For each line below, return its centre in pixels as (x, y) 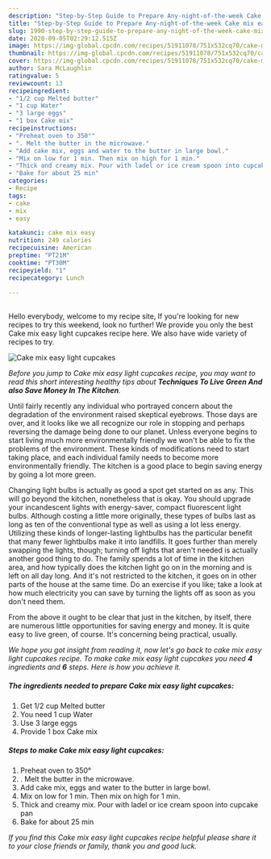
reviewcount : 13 (35, 83)
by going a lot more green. (52, 475)
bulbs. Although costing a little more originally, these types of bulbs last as (132, 516)
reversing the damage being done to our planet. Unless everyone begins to (133, 432)
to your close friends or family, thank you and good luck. (103, 846)
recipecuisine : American (50, 248)
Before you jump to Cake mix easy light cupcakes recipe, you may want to (132, 373)
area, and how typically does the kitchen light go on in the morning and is (130, 567)
